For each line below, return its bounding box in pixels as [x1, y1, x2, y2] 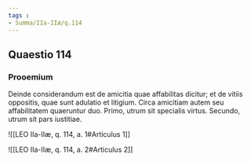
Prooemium [8, 72, 53, 83]
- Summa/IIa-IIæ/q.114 [8, 19, 82, 27]
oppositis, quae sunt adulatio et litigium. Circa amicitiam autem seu [8, 98, 224, 107]
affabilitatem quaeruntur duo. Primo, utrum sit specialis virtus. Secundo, [8, 106, 241, 116]
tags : [8, 11, 30, 20]
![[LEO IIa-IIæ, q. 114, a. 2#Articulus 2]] [8, 145, 133, 154]
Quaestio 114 [8, 48, 72, 61]
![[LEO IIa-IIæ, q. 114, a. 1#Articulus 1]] [8, 130, 131, 139]
